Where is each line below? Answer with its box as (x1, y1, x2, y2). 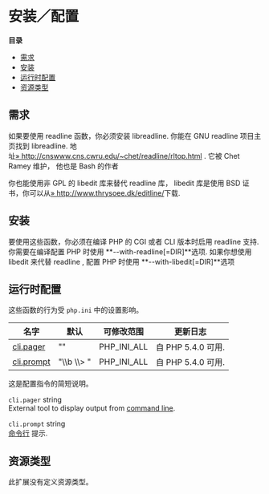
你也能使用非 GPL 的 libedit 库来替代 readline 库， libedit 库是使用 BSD (8, 178, 241, 188)
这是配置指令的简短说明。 (8, 379, 93, 389)
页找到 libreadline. (8, 141, 68, 151)
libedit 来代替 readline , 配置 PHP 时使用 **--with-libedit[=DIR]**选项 (8, 257, 235, 266)
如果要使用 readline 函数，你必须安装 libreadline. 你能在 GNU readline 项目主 (8, 131, 262, 140)
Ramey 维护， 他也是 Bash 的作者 (8, 161, 119, 171)
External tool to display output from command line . (8, 403, 176, 413)
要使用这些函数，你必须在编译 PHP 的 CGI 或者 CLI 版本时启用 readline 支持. (8, 237, 259, 246)
